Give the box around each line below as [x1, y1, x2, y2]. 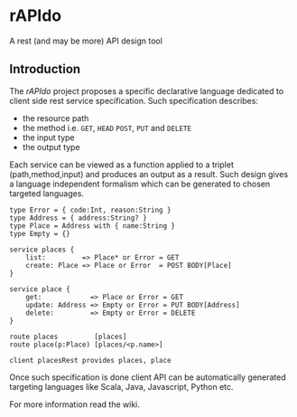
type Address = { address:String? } [9, 213, 147, 223]
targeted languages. [9, 187, 84, 199]
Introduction [9, 62, 81, 77]
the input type [22, 132, 75, 143]
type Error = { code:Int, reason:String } [9, 205, 172, 214]
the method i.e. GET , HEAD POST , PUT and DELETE [22, 122, 192, 133]
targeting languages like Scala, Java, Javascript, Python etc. [9, 381, 234, 392]
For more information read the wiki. [9, 399, 140, 410]
